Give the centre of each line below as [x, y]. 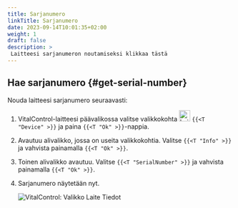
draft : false [27, 41]
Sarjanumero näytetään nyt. [59, 183]
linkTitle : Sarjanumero [43, 21]
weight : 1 [22, 34]
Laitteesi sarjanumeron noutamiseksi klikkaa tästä [89, 54]
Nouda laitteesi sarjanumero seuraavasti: [68, 100]
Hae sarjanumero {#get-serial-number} [97, 83]
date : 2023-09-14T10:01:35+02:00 [57, 27]
